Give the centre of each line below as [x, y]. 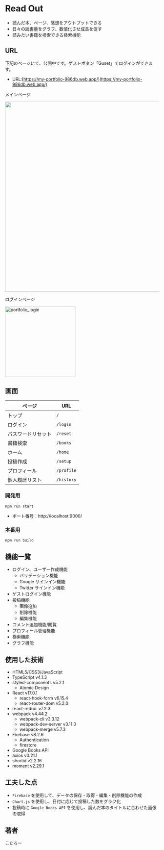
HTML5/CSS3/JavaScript [37, 672]
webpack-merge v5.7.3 [42, 729]
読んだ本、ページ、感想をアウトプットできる [57, 23]
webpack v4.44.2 [30, 714]
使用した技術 [24, 660]
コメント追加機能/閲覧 [34, 624]
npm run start [20, 506]
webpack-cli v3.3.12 [39, 719]
